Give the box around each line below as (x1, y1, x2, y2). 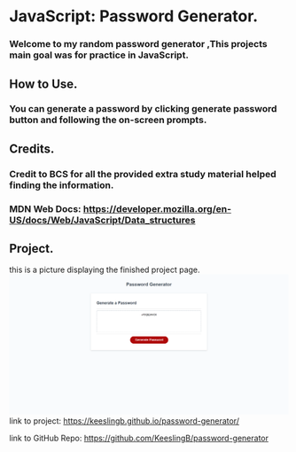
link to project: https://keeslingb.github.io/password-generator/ (9, 415, 239, 426)
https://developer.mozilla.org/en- (82, 202, 232, 214)
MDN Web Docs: (9, 202, 82, 214)
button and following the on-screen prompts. (9, 113, 207, 126)
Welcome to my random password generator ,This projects (9, 38, 268, 51)
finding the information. (9, 179, 114, 191)
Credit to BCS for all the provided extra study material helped (9, 168, 277, 180)
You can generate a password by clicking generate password (9, 103, 277, 115)
